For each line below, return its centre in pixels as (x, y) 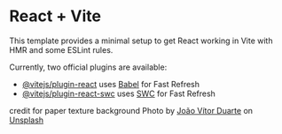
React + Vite (55, 16)
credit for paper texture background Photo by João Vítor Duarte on (131, 110)
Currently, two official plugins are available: (88, 67)
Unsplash (27, 120)
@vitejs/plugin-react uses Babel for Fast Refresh (111, 84)
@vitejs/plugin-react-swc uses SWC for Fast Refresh (118, 93)
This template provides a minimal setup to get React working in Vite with (141, 41)
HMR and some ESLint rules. (61, 49)
